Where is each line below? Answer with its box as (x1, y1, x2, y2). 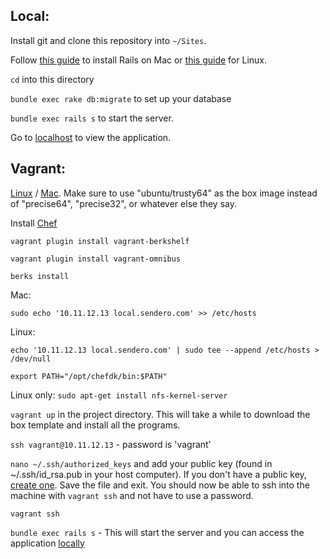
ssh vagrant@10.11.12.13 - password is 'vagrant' (10, 438, 212, 450)
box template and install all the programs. (10, 419, 181, 431)
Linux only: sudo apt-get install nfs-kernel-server (10, 389, 228, 401)
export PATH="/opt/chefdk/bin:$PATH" (10, 371, 168, 381)
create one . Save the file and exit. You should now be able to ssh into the (10, 479, 310, 491)
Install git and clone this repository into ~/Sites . (10, 34, 207, 46)
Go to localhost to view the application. (10, 131, 172, 143)
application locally (10, 537, 85, 549)
